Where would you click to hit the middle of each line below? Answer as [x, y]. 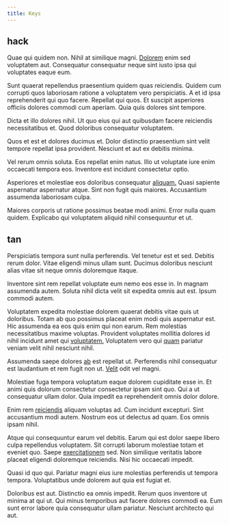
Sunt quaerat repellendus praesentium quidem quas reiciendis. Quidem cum [114, 86]
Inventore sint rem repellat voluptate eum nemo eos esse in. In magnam [108, 284]
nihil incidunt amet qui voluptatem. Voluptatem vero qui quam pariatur [105, 341]
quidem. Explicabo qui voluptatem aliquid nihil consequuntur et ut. [100, 218]
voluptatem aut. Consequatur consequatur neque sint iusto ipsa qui [102, 65]
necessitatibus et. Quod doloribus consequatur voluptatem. [91, 128]
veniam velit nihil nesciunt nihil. [51, 348]
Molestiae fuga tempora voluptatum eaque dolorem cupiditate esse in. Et [109, 382]
